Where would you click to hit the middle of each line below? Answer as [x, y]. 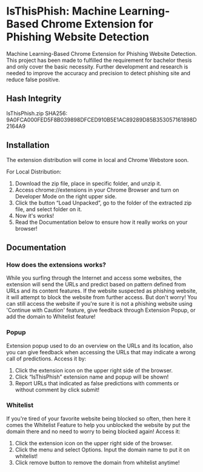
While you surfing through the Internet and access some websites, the [94, 278]
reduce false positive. [33, 79]
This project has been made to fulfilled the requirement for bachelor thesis [99, 60]
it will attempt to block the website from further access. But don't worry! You [102, 297]
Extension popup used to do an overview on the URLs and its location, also [100, 346]
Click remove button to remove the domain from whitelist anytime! [97, 462]
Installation [28, 145]
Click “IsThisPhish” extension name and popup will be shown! [92, 377]
